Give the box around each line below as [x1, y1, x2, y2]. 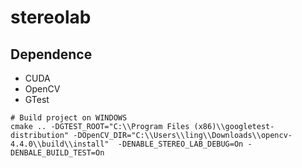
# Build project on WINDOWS [10, 113, 128, 123]
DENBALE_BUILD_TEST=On [10, 148, 105, 158]
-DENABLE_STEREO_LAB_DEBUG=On [117, 139, 244, 149]
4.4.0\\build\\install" [10, 139, 110, 149]
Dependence [10, 46, 93, 63]
